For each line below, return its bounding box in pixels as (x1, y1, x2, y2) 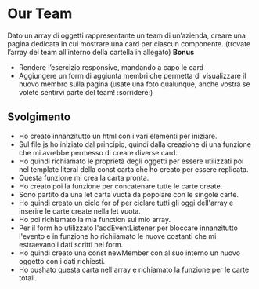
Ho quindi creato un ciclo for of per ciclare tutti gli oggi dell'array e (18, 198, 234, 207)
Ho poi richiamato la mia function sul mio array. (18, 214, 171, 224)
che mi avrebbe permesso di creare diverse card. (18, 148, 178, 157)
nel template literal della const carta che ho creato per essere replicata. (18, 164, 249, 174)
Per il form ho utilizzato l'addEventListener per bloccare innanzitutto (18, 223, 238, 232)
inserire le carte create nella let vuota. (18, 206, 142, 216)
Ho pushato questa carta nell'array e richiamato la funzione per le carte (18, 265, 250, 274)
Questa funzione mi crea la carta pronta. (18, 173, 149, 182)
